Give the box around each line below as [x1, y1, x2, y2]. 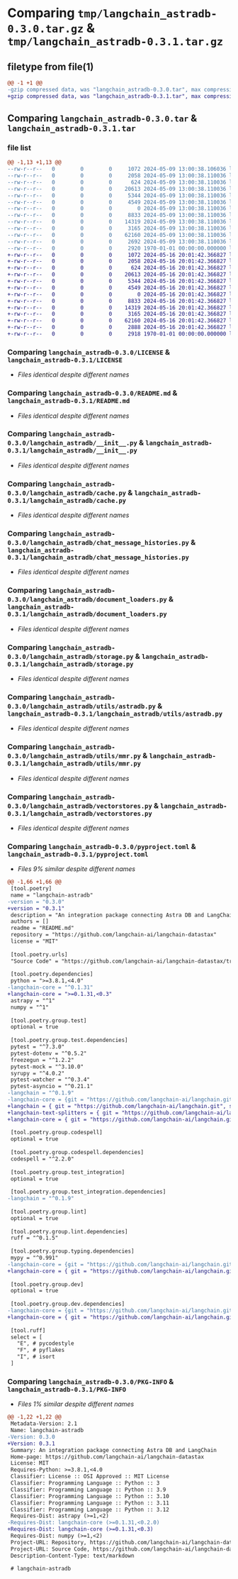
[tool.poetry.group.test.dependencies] [10, 1037, 129, 1044]
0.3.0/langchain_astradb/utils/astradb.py [7, 702, 156, 710]
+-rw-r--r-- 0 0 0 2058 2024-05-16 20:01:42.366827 [7, 257, 227, 265]
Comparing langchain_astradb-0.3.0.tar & [7, 112, 198, 125]
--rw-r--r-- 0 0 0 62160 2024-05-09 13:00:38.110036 [7, 231, 227, 238]
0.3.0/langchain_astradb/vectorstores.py [7, 802, 152, 810]
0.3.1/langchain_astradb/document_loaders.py [7, 610, 168, 619]
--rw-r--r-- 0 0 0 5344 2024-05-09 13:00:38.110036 [7, 192, 227, 199]
